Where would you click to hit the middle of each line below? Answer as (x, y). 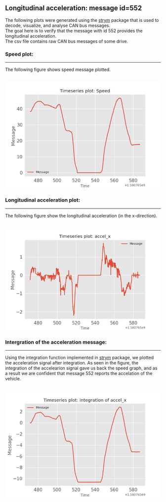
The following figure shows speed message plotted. (58, 70)
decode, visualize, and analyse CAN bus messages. (58, 25)
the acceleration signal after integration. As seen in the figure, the (72, 363)
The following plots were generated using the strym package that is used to (82, 20)
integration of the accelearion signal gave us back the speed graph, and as (81, 368)
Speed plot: (19, 54)
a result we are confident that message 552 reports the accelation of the (79, 373)
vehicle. (13, 379)
